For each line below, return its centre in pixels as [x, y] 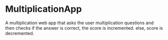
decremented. [20, 33]
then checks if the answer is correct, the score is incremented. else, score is [84, 28]
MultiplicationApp [43, 9]
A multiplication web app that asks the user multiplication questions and [79, 23]
